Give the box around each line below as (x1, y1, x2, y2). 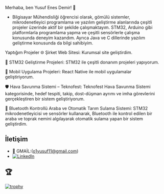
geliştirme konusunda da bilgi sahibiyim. (12, 40, 94, 46)
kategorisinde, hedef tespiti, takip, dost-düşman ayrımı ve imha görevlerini (5, 91, 155, 96)
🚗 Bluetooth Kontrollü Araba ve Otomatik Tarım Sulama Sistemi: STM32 (5, 106, 148, 111)
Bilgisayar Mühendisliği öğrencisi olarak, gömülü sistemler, (12, 14, 131, 20)
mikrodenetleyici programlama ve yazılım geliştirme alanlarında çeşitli (12, 20, 153, 25)
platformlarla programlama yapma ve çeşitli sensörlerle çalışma (12, 30, 141, 35)
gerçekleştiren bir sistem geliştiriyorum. (5, 96, 85, 102)
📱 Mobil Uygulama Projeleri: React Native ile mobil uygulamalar (5, 69, 132, 74)
